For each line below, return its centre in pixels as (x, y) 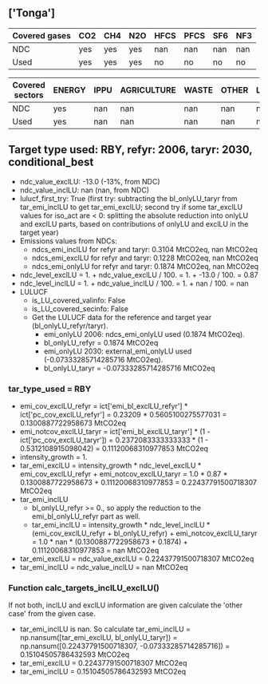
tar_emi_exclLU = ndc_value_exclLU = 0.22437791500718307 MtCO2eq (137, 559)
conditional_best (51, 162)
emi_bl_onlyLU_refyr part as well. (86, 516)
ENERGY (69, 89)
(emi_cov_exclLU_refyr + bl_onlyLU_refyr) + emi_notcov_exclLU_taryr (144, 533)
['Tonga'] (32, 13)
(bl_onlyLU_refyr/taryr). (70, 326)
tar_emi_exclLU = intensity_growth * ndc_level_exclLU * (110, 465)
